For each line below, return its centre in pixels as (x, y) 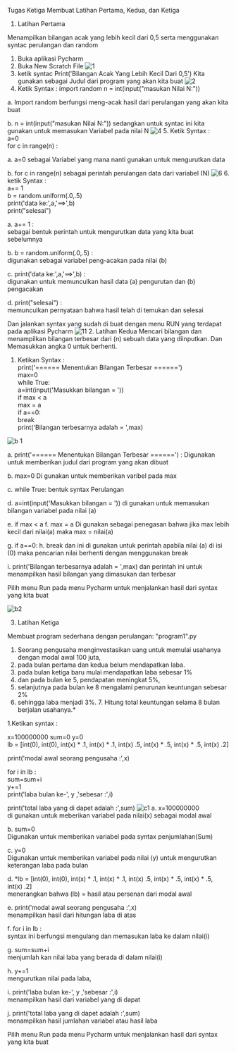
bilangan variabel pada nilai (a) (52, 511)
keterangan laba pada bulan (48, 865)
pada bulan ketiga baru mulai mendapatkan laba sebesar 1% (105, 672)
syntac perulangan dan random (53, 45)
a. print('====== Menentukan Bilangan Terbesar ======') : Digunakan (111, 455)
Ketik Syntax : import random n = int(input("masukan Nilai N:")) (109, 88)
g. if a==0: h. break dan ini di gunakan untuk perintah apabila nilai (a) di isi (115, 545)
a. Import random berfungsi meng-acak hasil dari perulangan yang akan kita (118, 102)
